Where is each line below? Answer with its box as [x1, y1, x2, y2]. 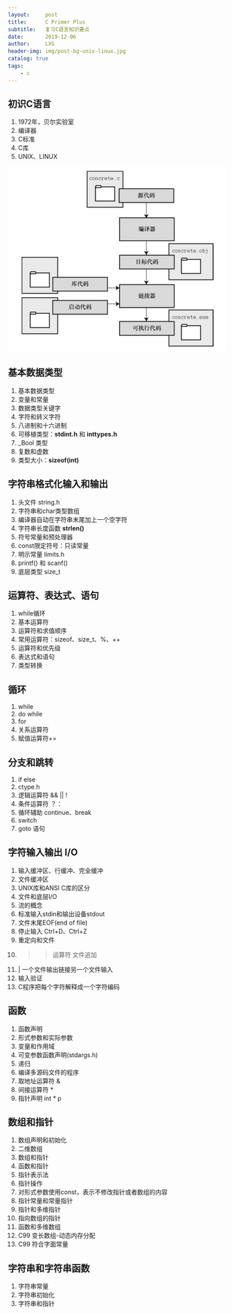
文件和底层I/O [17, 892, 57, 900]
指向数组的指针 [17, 1214, 61, 1222]
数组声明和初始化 [17, 1136, 67, 1145]
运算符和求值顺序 [17, 627, 67, 635]
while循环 [17, 609, 46, 618]
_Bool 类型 [17, 438, 48, 447]
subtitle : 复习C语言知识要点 [8, 26, 90, 33]
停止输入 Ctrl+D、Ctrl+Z [17, 927, 87, 935]
